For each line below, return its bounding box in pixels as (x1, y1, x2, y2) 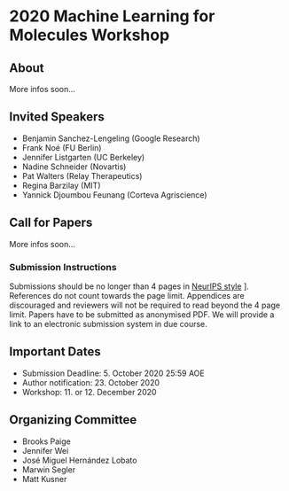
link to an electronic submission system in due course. (9, 318, 208, 329)
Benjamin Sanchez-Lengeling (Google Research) (21, 133, 201, 144)
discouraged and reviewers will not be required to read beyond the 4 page (9, 300, 281, 310)
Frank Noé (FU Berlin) (21, 142, 102, 152)
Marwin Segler (21, 464, 76, 475)
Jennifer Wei (21, 445, 69, 456)
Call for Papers (9, 215, 93, 230)
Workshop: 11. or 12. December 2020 (21, 386, 157, 397)
